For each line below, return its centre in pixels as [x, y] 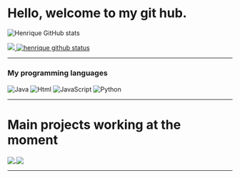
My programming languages [58, 73]
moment [33, 140]
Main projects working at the [94, 125]
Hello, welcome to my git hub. [97, 13]
